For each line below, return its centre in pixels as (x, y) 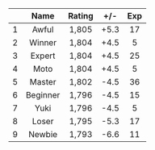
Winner (43, 42)
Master (43, 82)
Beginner (43, 95)
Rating (81, 16)
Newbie (43, 134)
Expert (43, 56)
